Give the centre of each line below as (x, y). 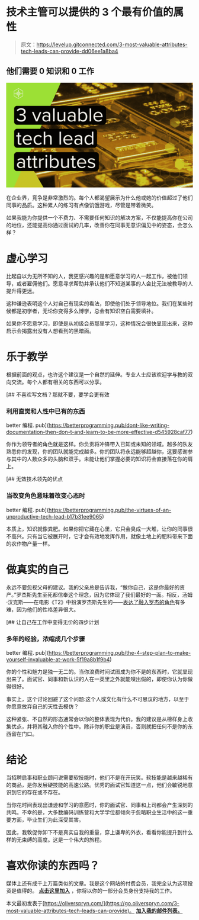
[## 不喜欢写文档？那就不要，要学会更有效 (58, 395)
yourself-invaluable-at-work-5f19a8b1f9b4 (58, 659)
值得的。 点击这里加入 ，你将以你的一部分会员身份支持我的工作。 (96, 890)
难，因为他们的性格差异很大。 (42, 609)
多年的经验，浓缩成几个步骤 (46, 639)
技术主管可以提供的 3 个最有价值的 (90, 12)
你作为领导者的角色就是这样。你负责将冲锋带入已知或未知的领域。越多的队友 (99, 444)
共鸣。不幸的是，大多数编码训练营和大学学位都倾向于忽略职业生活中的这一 (97, 812)
